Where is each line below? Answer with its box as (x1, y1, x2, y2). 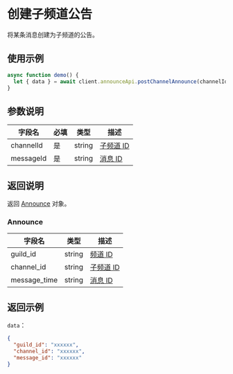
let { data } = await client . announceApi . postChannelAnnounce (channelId (13, 78, 228, 85)
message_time (10, 275, 58, 285)
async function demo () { (7, 71, 79, 78)
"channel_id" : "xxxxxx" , (13, 348, 85, 355)
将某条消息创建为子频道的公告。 (7, 30, 98, 39)
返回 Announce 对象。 (7, 199, 71, 208)
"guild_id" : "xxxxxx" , (13, 341, 79, 348)
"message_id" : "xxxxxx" (13, 354, 82, 361)
